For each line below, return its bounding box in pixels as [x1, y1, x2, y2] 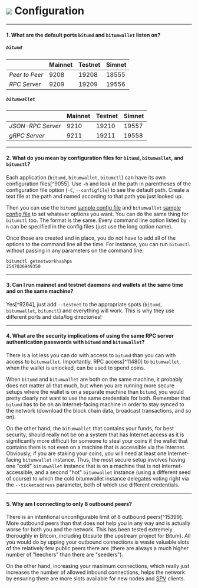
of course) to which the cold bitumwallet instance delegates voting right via [6, 475, 189, 482]
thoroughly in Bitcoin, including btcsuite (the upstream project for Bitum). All [6, 533, 191, 540]
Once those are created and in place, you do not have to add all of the [6, 234, 176, 241]
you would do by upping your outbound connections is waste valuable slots [6, 538, 190, 545]
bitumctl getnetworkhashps [6, 258, 72, 264]
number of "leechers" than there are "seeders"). [6, 551, 124, 558]
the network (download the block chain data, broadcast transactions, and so [6, 407, 192, 414]
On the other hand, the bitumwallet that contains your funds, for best [6, 425, 174, 432]
